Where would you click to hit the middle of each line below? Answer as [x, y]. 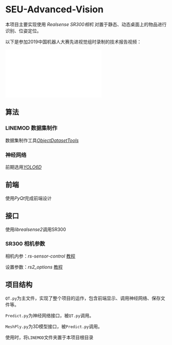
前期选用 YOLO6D [24, 167]
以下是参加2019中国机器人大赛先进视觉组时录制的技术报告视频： [73, 42]
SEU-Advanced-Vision [54, 10]
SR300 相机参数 [25, 244]
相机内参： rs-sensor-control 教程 [40, 256]
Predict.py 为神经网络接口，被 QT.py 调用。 [50, 315]
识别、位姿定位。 [23, 31]
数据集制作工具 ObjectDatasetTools [42, 140]
